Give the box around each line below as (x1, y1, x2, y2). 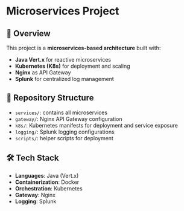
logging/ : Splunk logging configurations (14, 128, 115, 135)
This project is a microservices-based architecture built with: (6, 44, 161, 51)
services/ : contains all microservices (14, 109, 107, 116)
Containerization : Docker (14, 178, 80, 186)
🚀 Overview (6, 28, 51, 39)
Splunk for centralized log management (14, 76, 115, 82)
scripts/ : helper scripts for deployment (14, 134, 113, 141)
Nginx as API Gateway (14, 69, 71, 76)
